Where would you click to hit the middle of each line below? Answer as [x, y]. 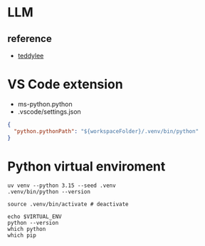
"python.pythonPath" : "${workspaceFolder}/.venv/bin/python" [106, 131]
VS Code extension [65, 84]
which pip [22, 235]
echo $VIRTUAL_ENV [35, 216]
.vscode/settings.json [49, 112]
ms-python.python [45, 104]
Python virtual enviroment [86, 166]
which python [27, 229]
